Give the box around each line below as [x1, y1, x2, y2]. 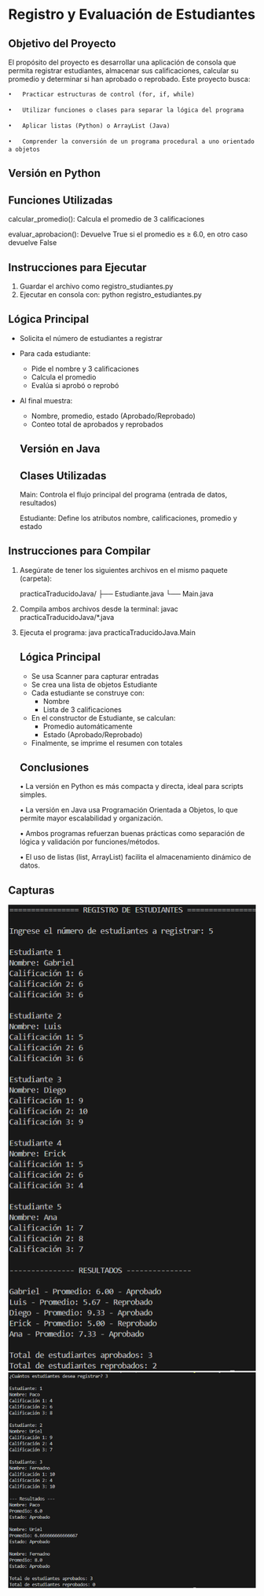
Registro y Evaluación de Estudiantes [8, 6, 255, 24]
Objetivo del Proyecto [8, 37, 116, 50]
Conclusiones [19, 761, 90, 775]
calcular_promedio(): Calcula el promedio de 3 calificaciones [8, 215, 205, 224]
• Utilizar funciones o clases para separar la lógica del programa [8, 106, 244, 114]
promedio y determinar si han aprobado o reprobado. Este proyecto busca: [8, 75, 251, 83]
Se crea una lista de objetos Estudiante [31, 680, 158, 689]
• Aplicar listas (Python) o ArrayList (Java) [8, 122, 170, 130]
